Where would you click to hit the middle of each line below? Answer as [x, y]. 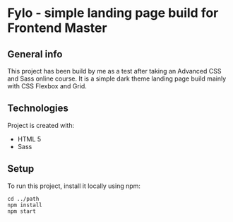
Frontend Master [57, 28]
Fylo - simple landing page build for [113, 13]
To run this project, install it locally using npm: [74, 186]
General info [35, 54]
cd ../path [23, 199]
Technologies [38, 109]
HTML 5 [29, 139]
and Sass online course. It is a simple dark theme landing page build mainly [117, 78]
